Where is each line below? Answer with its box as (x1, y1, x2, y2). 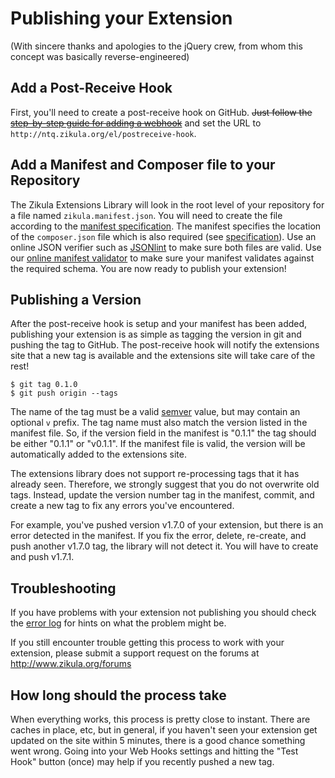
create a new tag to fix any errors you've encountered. (10, 500, 235, 512)
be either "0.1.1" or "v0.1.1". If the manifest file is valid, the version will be (10, 438, 306, 450)
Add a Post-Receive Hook (10, 80, 173, 97)
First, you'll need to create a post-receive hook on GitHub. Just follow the (10, 106, 313, 118)
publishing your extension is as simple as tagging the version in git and (10, 328, 302, 341)
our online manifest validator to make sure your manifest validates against (10, 252, 315, 264)
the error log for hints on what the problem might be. (10, 617, 227, 629)
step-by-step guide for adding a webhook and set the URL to (10, 117, 262, 129)
